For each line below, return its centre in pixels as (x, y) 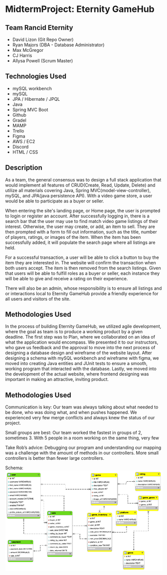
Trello (18, 131)
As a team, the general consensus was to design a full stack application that (83, 180)
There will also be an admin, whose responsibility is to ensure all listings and (83, 288)
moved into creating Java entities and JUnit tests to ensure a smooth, (77, 364)
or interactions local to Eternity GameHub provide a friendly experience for (82, 293)
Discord (20, 147)
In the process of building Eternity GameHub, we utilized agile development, (83, 326)
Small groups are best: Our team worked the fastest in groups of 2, (74, 433)
